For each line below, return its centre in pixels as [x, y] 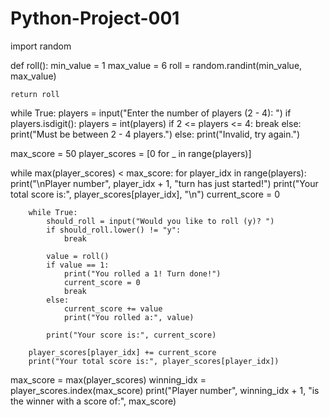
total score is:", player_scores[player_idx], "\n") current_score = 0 [145, 194]
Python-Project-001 [95, 18]
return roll [35, 94]
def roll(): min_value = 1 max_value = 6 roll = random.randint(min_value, [156, 65]
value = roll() [78, 256]
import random [41, 46]
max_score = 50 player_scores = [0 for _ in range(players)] [131, 153]
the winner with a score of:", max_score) [93, 401]
